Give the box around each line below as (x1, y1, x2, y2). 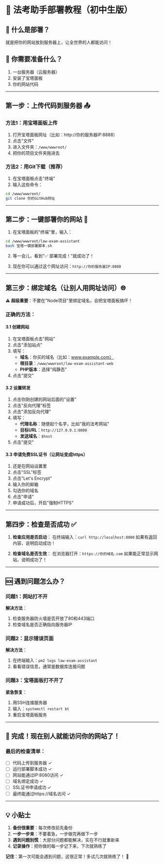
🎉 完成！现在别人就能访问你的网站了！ (5, 732, 120, 740)
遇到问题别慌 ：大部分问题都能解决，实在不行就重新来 (12, 837, 120, 843)
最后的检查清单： (5, 747, 46, 754)
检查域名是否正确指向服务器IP (12, 621, 73, 627)
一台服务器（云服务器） (12, 69, 60, 75)
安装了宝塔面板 (12, 75, 43, 81)
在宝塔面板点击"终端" (12, 175, 55, 181)
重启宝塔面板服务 (12, 712, 47, 718)
